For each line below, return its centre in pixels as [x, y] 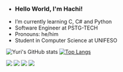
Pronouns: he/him [37, 34]
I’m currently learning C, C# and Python [63, 22]
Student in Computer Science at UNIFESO [66, 41]
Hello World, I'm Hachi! [49, 9]
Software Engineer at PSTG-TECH [56, 28]
